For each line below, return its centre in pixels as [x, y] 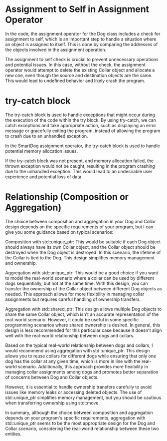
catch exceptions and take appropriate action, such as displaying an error [81, 125]
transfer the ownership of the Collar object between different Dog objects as [83, 288]
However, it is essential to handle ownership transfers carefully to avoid [79, 387]
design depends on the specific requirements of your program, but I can [79, 227]
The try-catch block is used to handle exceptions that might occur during [80, 115]
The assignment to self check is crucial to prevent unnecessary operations [82, 59]
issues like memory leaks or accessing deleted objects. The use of [74, 392]
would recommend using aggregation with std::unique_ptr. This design [78, 350]
